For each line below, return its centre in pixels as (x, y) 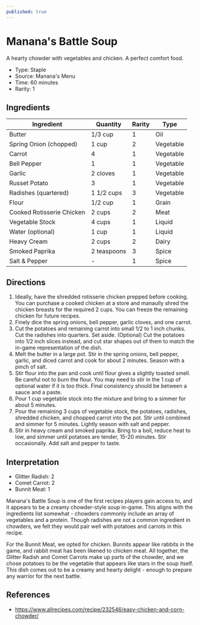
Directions (26, 282)
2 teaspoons (109, 251)
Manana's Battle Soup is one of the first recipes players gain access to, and (99, 501)
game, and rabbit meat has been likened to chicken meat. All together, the (97, 551)
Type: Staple (31, 70)
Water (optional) (32, 232)
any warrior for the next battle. (44, 576)
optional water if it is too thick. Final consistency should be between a (101, 386)
